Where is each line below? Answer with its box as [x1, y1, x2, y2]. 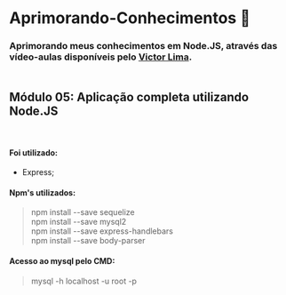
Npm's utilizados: [9, 187, 76, 198]
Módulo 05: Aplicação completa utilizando [9, 89, 250, 105]
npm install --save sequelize [30, 207, 135, 218]
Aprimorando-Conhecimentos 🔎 [9, 8, 251, 28]
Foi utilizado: [9, 147, 58, 158]
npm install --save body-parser [30, 235, 146, 246]
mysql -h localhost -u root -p [30, 275, 138, 286]
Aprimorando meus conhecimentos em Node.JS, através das [9, 40, 278, 52]
